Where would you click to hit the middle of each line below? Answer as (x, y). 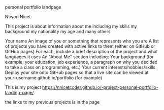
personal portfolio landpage (33, 7)
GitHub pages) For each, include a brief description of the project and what (81, 52)
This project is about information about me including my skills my (71, 26)
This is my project (23, 87)
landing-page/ (19, 92)
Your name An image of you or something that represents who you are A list (82, 41)
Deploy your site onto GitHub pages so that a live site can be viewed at (77, 73)
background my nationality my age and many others (58, 31)
